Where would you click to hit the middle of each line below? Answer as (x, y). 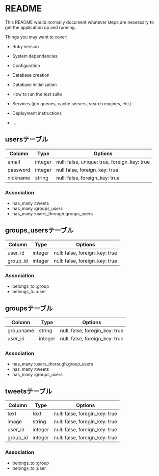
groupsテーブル (29, 308)
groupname (21, 330)
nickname (19, 178)
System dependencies (35, 56)
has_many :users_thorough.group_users (53, 364)
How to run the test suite (37, 94)
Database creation (31, 75)
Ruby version (26, 46)
